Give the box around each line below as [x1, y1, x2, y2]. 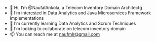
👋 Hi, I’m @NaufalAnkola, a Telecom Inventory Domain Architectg [9, 5, 142, 10]
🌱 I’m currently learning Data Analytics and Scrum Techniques [9, 20, 136, 26]
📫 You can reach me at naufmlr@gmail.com [9, 31, 100, 37]
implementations [9, 15, 44, 21]
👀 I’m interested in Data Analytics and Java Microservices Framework [9, 10, 151, 16]
